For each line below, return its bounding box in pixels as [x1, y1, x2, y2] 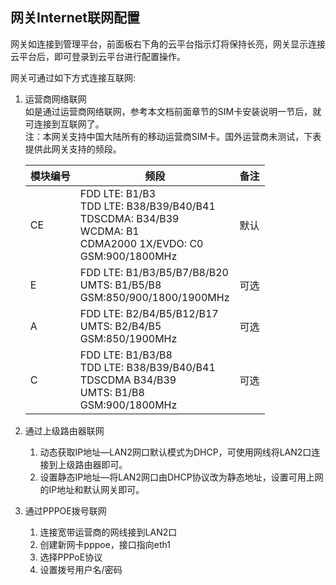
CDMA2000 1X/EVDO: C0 [79, 236, 204, 250]
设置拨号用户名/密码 [39, 563, 123, 575]
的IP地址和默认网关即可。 [39, 483, 145, 495]
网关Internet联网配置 [10, 9, 140, 27]
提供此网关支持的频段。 [24, 143, 122, 155]
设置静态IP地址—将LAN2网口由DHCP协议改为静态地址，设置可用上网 [39, 471, 324, 483]
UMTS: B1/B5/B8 [79, 278, 162, 292]
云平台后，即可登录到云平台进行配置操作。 [10, 50, 186, 62]
